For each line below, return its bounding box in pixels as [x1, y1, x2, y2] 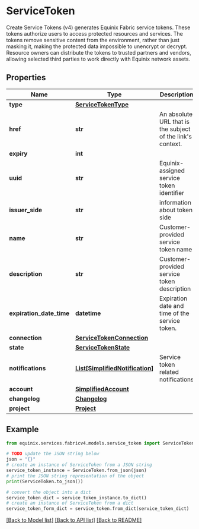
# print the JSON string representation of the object [6, 473, 145, 479]
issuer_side [9, 206, 43, 214]
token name [159, 245, 192, 253]
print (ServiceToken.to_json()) [6, 478, 84, 484]
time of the [159, 309, 190, 317]
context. [159, 140, 182, 148]
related [159, 367, 179, 376]
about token [159, 206, 193, 214]
